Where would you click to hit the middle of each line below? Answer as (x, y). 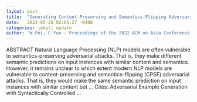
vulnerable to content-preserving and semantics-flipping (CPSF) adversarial (98, 75)
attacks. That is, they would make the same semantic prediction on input (94, 81)
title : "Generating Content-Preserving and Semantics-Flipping (86, 17)
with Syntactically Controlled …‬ (44, 93)
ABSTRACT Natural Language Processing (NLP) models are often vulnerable (98, 50)
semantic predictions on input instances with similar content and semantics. (98, 62)
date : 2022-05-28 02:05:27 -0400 (50, 22)
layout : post (22, 11)
